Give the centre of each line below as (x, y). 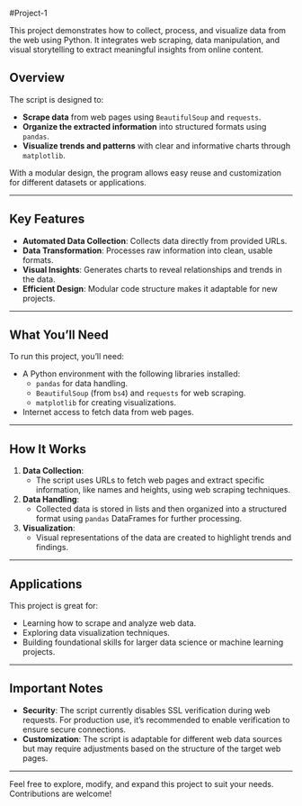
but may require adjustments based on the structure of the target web (151, 748)
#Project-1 (28, 13)
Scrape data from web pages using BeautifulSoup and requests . (142, 117)
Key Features (47, 219)
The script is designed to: (57, 99)
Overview (37, 78)
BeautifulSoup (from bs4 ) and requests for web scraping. (141, 393)
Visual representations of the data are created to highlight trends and (164, 538)
